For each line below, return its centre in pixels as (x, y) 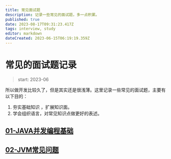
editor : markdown (24, 34)
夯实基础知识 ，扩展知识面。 (42, 107)
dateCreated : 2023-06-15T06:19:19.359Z (48, 39)
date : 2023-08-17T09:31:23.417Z (39, 24)
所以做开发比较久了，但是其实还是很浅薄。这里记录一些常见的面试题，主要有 (85, 90)
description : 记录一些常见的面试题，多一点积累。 (52, 15)
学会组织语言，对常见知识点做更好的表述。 (57, 113)
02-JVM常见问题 (32, 150)
